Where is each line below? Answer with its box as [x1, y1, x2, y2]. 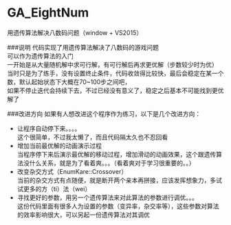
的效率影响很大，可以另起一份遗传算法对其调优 [16, 211, 150, 219]
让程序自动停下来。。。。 [16, 124, 81, 133]
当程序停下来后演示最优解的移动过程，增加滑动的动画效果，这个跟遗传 [16, 150, 217, 158]
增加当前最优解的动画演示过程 [16, 141, 102, 150]
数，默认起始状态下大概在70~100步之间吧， [7, 77, 131, 86]
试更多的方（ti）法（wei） [16, 184, 91, 193]
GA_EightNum [7, 5, 89, 21]
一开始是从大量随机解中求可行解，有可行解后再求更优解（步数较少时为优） [7, 60, 218, 68]
